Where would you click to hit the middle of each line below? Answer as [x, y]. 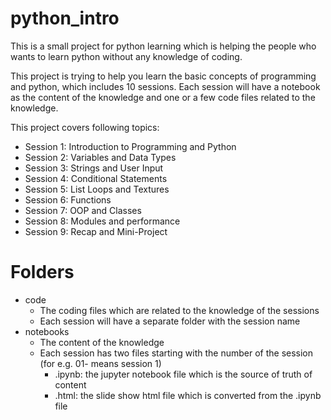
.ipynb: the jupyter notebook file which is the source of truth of [183, 374]
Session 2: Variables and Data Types [100, 157]
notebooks [47, 331]
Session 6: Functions [68, 199]
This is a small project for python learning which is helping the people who [163, 46]
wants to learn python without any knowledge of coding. [126, 56]
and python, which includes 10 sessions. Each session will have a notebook [165, 86]
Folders [42, 272]
